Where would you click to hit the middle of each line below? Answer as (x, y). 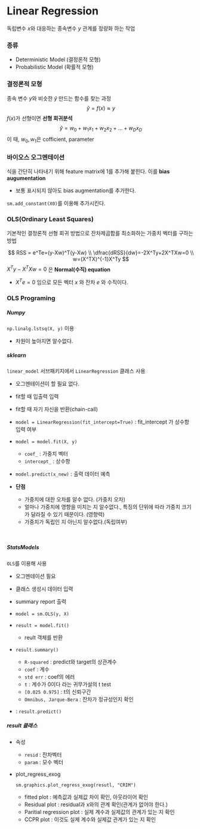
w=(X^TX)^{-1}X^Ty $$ (101, 259)
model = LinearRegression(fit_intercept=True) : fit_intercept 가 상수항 (102, 422)
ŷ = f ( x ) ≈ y (101, 108)
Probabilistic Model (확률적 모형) (55, 67)
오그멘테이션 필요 (36, 576)
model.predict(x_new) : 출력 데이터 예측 (63, 474)
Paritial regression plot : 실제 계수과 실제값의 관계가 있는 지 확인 (99, 812)
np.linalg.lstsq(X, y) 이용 (41, 328)
